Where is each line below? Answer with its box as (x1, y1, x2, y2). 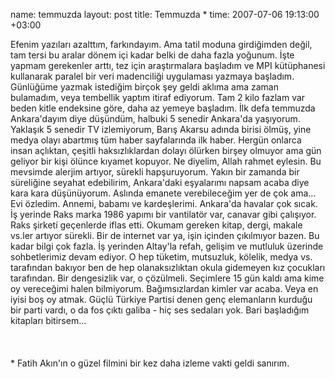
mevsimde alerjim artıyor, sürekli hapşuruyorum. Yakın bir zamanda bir (10, 166, 300, 178)
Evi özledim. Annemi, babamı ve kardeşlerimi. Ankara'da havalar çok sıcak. (10, 198, 318, 209)
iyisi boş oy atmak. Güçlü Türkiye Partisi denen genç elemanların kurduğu (10, 294, 313, 305)
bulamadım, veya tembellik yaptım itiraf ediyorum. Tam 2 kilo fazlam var (10, 92, 306, 103)
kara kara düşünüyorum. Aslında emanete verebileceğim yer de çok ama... (10, 187, 317, 199)
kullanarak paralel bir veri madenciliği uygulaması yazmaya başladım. (10, 70, 295, 82)
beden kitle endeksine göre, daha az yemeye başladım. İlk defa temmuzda (10, 102, 316, 114)
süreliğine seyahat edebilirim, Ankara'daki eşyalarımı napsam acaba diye (10, 177, 310, 188)
